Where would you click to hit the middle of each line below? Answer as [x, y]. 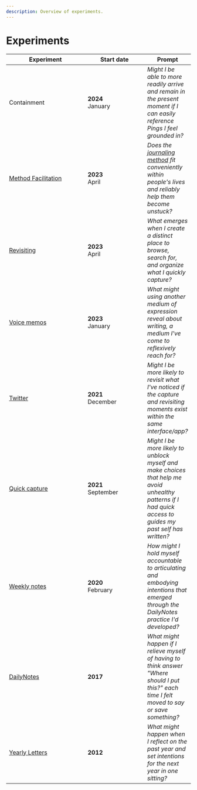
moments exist [167, 409]
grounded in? [165, 135]
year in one [163, 771]
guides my [162, 521]
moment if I [163, 106]
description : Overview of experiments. [55, 11]
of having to [164, 658]
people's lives [166, 182]
